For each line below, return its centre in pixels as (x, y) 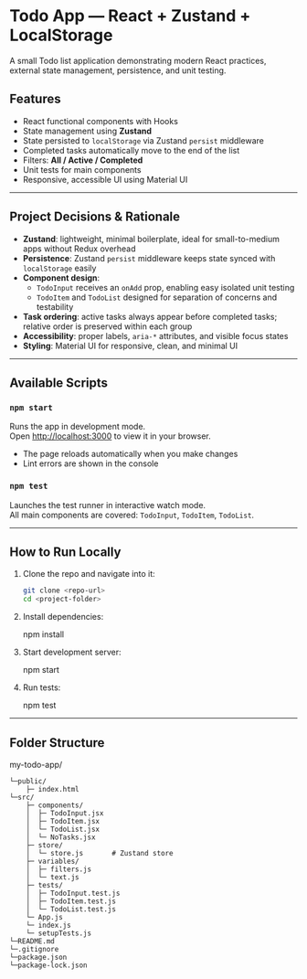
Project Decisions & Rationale (95, 217)
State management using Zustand (87, 131)
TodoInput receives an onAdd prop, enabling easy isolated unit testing (165, 287)
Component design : (61, 277)
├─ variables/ (53, 861)
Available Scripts (58, 383)
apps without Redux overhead (79, 249)
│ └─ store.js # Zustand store (100, 853)
